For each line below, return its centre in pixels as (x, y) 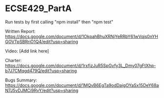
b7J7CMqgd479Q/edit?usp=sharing (41, 70)
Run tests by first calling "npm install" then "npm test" (59, 22)
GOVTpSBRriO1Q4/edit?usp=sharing (41, 41)
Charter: (13, 60)
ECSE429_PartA (38, 8)
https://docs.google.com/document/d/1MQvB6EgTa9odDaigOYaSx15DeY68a (82, 85)
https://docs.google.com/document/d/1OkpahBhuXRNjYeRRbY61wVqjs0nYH (82, 36)
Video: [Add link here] (27, 51)
